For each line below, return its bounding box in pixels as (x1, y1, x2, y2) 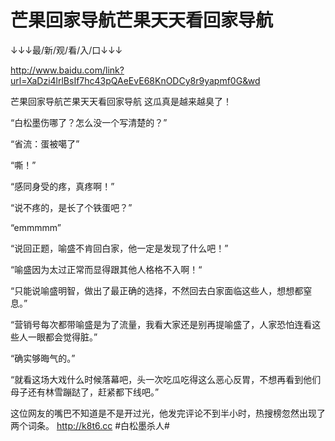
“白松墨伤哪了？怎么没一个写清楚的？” (10, 116, 168, 128)
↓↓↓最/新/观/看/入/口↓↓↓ (10, 44, 123, 56)
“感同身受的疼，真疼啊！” (10, 180, 115, 192)
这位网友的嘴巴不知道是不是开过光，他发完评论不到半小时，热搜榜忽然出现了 (10, 407, 326, 419)
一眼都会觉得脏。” (27, 331, 98, 343)
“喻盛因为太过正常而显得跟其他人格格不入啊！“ (10, 263, 203, 275)
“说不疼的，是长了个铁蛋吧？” (10, 201, 133, 213)
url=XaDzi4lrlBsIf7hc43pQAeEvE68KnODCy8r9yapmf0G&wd (10, 74, 261, 86)
